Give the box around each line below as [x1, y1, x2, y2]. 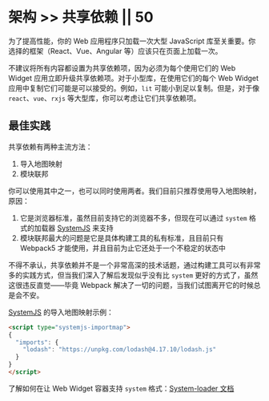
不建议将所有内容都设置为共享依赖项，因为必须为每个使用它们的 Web [8, 63, 236, 73]
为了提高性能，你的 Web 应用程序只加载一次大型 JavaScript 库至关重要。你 [8, 36, 256, 46]
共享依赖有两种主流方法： [8, 142, 93, 152]
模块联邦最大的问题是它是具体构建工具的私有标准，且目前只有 [19, 233, 224, 242]
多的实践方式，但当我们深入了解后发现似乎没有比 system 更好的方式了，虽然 [8, 270, 259, 280]
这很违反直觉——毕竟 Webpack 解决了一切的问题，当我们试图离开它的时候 [8, 280, 254, 290]
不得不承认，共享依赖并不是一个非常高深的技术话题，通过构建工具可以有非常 [8, 260, 261, 269]
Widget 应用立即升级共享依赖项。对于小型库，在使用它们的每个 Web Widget [8, 73, 259, 83]
